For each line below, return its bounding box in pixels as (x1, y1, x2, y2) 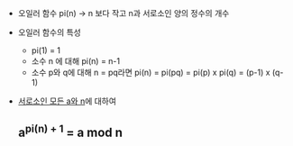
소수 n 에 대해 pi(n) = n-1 (31, 56, 121, 66)
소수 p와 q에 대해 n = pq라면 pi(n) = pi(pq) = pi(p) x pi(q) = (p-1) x (31, 67, 270, 78)
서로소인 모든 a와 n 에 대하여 (17, 96, 117, 106)
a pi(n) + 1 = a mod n (17, 123, 124, 141)
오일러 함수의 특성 (17, 27, 81, 38)
